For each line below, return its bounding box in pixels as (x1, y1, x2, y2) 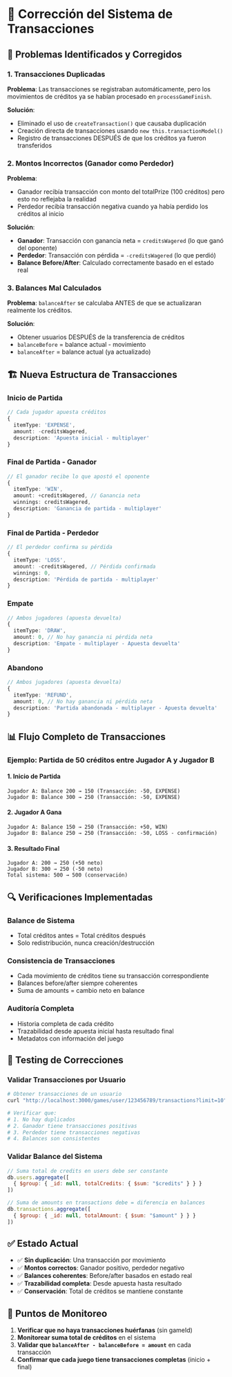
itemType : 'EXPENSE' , (13, 422, 76, 429)
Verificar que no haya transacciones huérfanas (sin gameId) (17, 1326, 193, 1335)
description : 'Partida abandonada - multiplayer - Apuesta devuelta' (13, 704, 217, 712)
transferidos (17, 141, 52, 150)
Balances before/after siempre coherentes (17, 979, 138, 987)
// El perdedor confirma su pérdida (7, 543, 113, 551)
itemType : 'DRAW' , (13, 627, 67, 634)
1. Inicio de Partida (7, 772, 61, 781)
